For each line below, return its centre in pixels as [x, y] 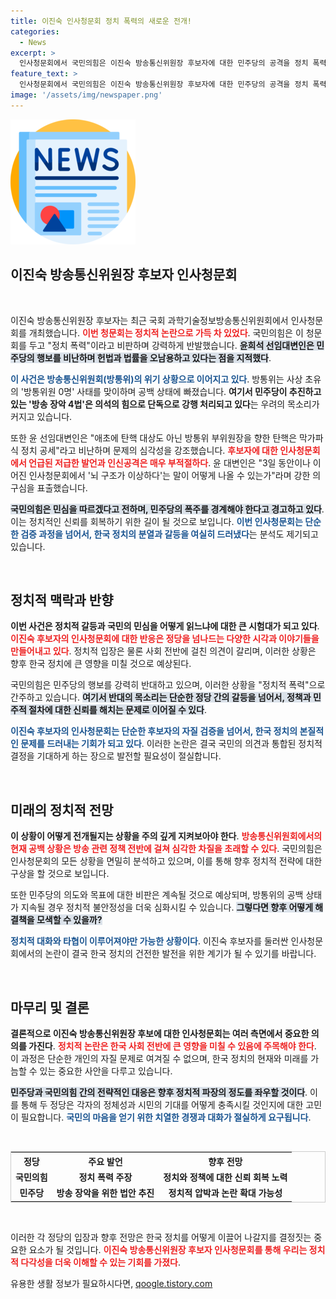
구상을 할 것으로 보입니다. [60, 874]
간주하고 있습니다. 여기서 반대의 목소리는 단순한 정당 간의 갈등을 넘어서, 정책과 [161, 697]
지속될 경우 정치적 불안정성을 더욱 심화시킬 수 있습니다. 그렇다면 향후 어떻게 [167, 907]
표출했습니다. [62, 487]
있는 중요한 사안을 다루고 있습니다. [106, 1071]
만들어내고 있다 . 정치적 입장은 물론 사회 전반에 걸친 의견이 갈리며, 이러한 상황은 [163, 651]
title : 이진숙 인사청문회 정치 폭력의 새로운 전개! [101, 21]
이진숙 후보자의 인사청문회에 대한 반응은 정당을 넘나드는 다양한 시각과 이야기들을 [165, 639]
